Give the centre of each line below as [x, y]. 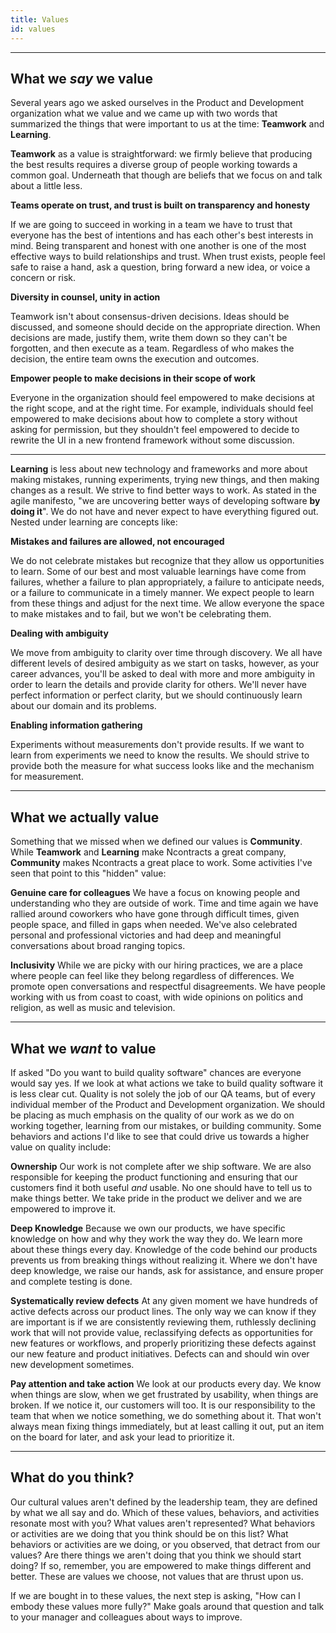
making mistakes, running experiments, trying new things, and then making [165, 480]
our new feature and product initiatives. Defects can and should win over [160, 1353]
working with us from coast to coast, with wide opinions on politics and [156, 997]
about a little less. [46, 186]
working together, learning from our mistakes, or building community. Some [166, 1125]
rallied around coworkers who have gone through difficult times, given [155, 914]
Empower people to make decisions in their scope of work [133, 378]
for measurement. [47, 777]
